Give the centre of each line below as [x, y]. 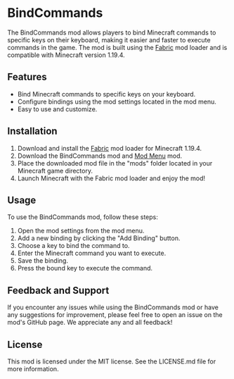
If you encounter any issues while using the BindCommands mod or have [113, 307]
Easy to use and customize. [57, 109]
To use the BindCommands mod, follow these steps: [83, 217]
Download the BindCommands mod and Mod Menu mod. [100, 156]
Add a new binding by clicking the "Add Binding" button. [99, 238]
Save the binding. [43, 261]
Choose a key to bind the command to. [73, 246]
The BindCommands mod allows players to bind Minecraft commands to [112, 32]
